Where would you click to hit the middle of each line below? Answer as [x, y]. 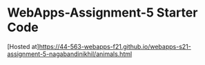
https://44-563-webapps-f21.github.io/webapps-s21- [115, 46]
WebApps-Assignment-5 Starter [102, 13]
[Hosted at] [23, 46]
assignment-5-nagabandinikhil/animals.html [70, 54]
